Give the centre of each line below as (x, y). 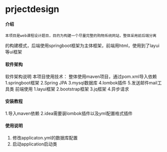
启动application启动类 (35, 144)
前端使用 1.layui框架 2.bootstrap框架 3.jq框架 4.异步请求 (72, 89)
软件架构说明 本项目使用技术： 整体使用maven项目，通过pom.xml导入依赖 (81, 76)
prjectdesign (32, 9)
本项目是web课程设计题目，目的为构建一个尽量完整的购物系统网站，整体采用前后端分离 (81, 36)
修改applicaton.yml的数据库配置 (45, 138)
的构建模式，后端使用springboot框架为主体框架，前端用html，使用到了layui (82, 45)
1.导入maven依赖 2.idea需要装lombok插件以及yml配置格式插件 (69, 113)
